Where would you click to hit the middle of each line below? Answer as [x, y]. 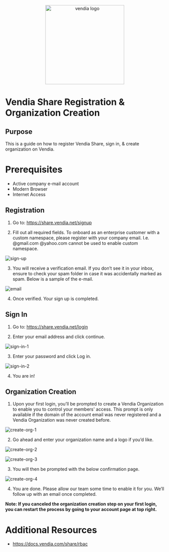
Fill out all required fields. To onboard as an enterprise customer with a [86, 232]
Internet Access [29, 194]
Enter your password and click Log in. [52, 356]
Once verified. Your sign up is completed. [56, 299]
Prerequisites [34, 170]
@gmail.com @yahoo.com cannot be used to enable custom [75, 243]
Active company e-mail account [46, 183]
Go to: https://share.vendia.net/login [50, 326]
